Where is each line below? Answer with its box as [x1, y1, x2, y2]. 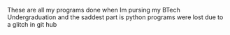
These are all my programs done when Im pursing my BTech [7, 6, 180, 14]
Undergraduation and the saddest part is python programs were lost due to [7, 13, 224, 21]
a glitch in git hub [7, 21, 57, 28]
